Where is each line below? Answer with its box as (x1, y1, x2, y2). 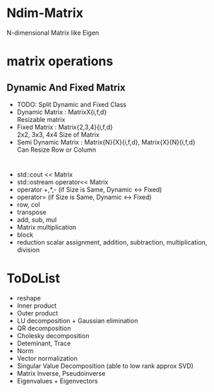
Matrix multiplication (16, 223, 77, 232)
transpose (16, 208, 47, 217)
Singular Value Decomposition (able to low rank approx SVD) (16, 362, 194, 370)
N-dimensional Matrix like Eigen (6, 28, 100, 37)
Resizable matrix (16, 115, 66, 123)
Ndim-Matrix (6, 5, 84, 21)
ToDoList (6, 271, 61, 286)
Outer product (16, 309, 59, 318)
